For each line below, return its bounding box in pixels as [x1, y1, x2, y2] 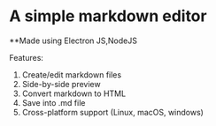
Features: [9, 52, 44, 63]
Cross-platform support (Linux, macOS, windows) [21, 107, 204, 117]
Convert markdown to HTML [21, 88, 127, 99]
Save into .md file [21, 97, 86, 107]
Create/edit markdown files [21, 69, 122, 80]
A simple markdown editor [9, 6, 207, 26]
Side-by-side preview [21, 78, 101, 89]
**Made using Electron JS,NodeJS [9, 35, 137, 46]
